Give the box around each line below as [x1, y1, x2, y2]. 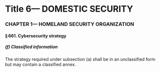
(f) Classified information [5, 44, 58, 50]
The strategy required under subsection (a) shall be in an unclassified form [5, 56, 156, 62]
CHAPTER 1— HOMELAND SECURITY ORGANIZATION [5, 21, 135, 28]
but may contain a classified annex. [5, 61, 77, 67]
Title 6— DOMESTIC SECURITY [5, 3, 133, 15]
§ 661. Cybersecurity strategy [5, 33, 67, 38]
